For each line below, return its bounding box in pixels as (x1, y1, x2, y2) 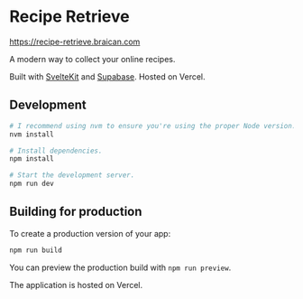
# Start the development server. (9, 171, 135, 180)
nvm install (9, 129, 54, 139)
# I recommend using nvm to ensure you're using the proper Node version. (9, 121, 297, 130)
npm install (9, 154, 54, 164)
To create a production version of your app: (9, 228, 171, 238)
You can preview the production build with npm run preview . (9, 262, 232, 273)
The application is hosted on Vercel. (9, 279, 143, 290)
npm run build (9, 246, 63, 255)
